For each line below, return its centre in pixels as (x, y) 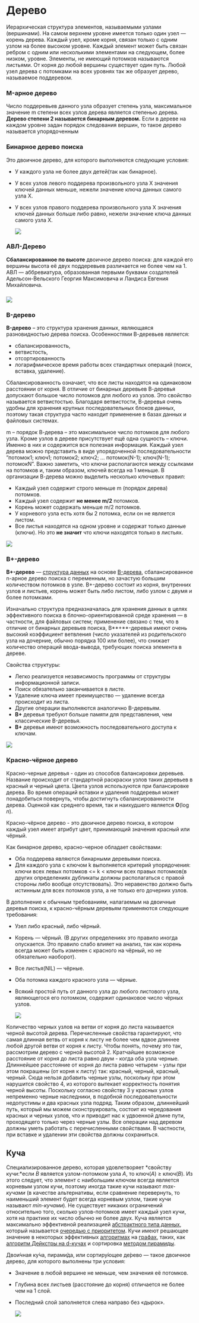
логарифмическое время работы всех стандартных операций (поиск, (103, 365)
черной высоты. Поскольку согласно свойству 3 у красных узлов (90, 1090)
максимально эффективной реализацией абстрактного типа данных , (94, 1225)
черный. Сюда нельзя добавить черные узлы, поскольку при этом (91, 1077)
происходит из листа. (42, 702)
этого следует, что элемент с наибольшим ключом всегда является (93, 1180)
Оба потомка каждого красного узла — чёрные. (76, 979)
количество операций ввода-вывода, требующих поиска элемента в (94, 647)
